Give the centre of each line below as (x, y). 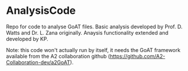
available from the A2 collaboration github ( (58, 56)
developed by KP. (27, 39)
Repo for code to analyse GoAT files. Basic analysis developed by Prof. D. (94, 27)
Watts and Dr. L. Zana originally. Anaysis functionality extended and (87, 32)
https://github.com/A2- (137, 56)
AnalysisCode (41, 11)
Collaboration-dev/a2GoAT (38, 62)
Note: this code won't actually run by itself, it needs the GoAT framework (93, 50)
